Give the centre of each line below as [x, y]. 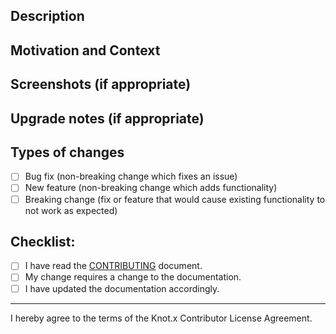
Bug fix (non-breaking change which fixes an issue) [131, 176]
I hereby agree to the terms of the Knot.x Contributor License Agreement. [161, 318]
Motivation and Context [85, 50]
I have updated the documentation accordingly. [122, 288]
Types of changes [67, 152]
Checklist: [43, 241]
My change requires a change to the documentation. [133, 277]
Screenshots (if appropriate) [101, 84]
